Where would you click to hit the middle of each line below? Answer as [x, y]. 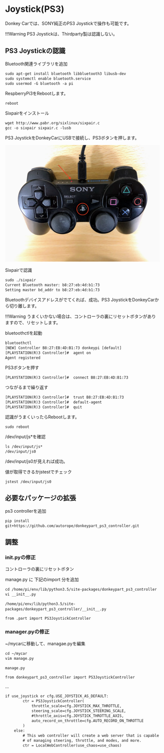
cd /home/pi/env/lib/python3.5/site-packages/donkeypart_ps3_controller [81, 590]
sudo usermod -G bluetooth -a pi [39, 83]
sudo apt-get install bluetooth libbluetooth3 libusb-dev [66, 74]
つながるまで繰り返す [27, 387]
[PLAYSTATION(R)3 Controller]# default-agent [54, 402]
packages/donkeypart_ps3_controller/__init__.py [56, 609]
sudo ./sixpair [21, 280]
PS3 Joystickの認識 [35, 51]
